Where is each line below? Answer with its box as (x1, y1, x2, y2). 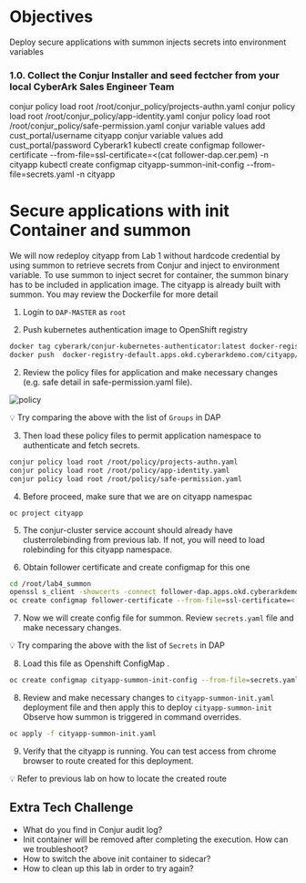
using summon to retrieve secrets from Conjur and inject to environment (9, 260, 280, 271)
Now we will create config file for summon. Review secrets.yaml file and (22, 612, 294, 623)
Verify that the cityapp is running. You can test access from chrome (22, 745, 277, 756)
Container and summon (9, 221, 191, 241)
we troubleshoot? (22, 843, 88, 854)
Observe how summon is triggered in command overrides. (22, 712, 242, 723)
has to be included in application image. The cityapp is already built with (9, 280, 280, 291)
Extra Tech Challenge (9, 800, 134, 816)
